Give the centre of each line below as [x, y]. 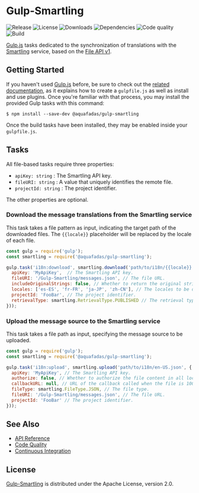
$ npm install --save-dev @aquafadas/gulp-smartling [73, 114]
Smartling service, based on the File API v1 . [59, 51]
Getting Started [35, 70]
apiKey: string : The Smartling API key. [63, 175]
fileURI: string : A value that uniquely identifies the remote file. [94, 182]
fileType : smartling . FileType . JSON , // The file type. [81, 389]
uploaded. [18, 340]
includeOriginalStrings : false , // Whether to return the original [97, 284]
